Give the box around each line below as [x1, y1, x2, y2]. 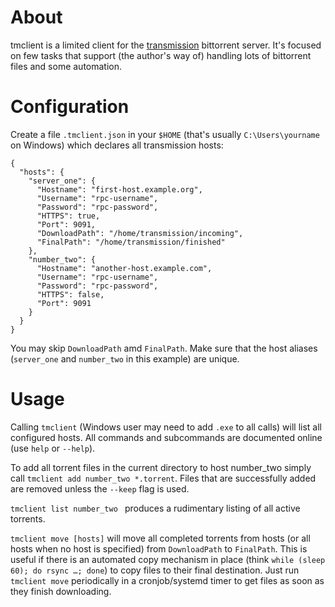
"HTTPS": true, [36, 211, 101, 221]
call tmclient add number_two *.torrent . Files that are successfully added [10, 472, 317, 484]
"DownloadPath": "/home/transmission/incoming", [36, 228, 244, 238]
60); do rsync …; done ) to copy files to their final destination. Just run [10, 564, 300, 576]
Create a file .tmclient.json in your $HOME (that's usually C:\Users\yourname [10, 128, 320, 140]
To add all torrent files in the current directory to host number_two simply [10, 461, 312, 473]
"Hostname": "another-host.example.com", [36, 263, 213, 273]
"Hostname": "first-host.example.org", [36, 184, 203, 195]
